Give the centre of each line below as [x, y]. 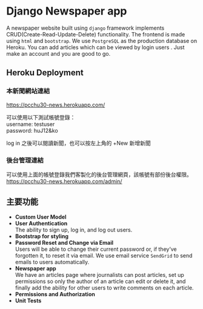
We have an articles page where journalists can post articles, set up [100, 274]
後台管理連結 [25, 160]
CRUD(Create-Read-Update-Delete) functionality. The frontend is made [96, 34]
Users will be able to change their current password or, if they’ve [96, 249]
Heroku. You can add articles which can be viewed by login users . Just [95, 47]
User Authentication [41, 223]
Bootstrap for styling [42, 236]
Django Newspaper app [67, 11]
